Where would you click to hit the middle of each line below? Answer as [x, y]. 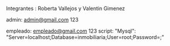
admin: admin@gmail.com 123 [42, 20]
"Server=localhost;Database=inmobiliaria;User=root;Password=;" [85, 37]
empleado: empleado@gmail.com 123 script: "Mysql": [71, 31]
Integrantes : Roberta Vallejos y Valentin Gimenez [66, 8]
